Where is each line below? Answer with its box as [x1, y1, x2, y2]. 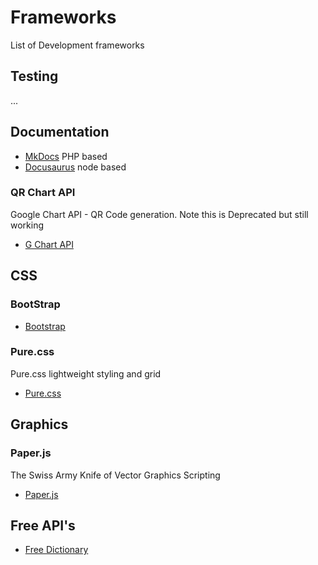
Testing [10, 68, 59, 85]
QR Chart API [10, 186, 76, 200]
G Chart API [24, 238, 74, 250]
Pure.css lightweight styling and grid [10, 367, 162, 380]
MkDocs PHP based [24, 150, 108, 162]
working [10, 219, 45, 231]
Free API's [10, 517, 76, 534]
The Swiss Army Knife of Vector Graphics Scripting [10, 469, 221, 481]
